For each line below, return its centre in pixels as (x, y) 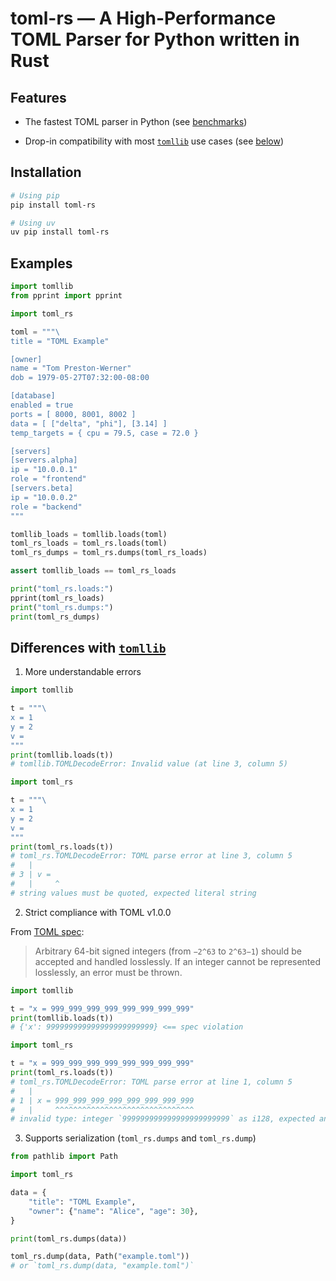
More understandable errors (83, 672)
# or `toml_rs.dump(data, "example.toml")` (102, 1266)
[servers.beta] (42, 488)
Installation (46, 172)
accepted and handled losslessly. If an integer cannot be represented (178, 961)
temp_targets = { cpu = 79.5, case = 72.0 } (104, 433)
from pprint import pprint (66, 296)
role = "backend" (46, 507)
